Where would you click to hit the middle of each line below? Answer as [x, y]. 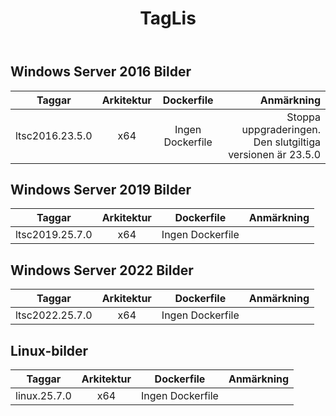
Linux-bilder [49, 350]
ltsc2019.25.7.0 [54, 235]
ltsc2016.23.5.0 [54, 135]
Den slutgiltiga [287, 142]
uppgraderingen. [281, 129]
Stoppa [303, 117]
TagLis [168, 18]
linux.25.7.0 [43, 396]
